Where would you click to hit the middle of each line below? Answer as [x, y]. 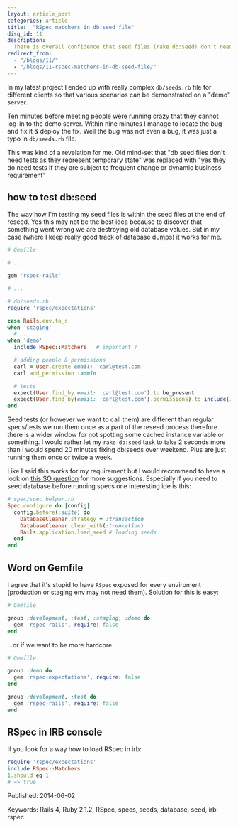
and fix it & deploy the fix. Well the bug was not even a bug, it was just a [112, 131]
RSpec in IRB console [55, 732]
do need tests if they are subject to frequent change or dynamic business [114, 167]
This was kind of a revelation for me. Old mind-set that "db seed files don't [116, 152]
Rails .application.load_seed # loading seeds [89, 532]
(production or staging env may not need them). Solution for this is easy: [113, 592]
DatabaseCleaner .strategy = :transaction [82, 519]
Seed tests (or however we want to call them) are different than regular [110, 419]
